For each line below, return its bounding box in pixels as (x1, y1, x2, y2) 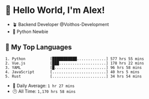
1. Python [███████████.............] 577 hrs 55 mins (5, 56, 144, 61)
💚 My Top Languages (5, 43, 72, 51)
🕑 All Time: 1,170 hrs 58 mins (12, 88, 76, 94)
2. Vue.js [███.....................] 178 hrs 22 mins (5, 60, 144, 65)
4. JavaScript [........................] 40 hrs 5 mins (5, 69, 140, 74)
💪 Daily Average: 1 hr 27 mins (12, 82, 75, 88)
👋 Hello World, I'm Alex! (5, 4, 105, 16)
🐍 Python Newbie (12, 28, 48, 34)
